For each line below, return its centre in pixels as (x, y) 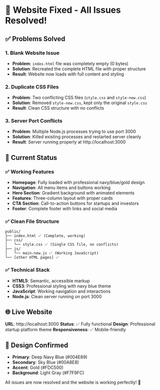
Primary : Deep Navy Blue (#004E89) (50, 357)
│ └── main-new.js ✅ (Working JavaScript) (52, 253)
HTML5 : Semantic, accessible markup (51, 280)
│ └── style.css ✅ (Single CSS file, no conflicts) (62, 245)
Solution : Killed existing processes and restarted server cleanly (77, 137)
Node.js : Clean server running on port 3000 (57, 296)
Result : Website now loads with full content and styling (68, 74)
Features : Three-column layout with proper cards (63, 198)
